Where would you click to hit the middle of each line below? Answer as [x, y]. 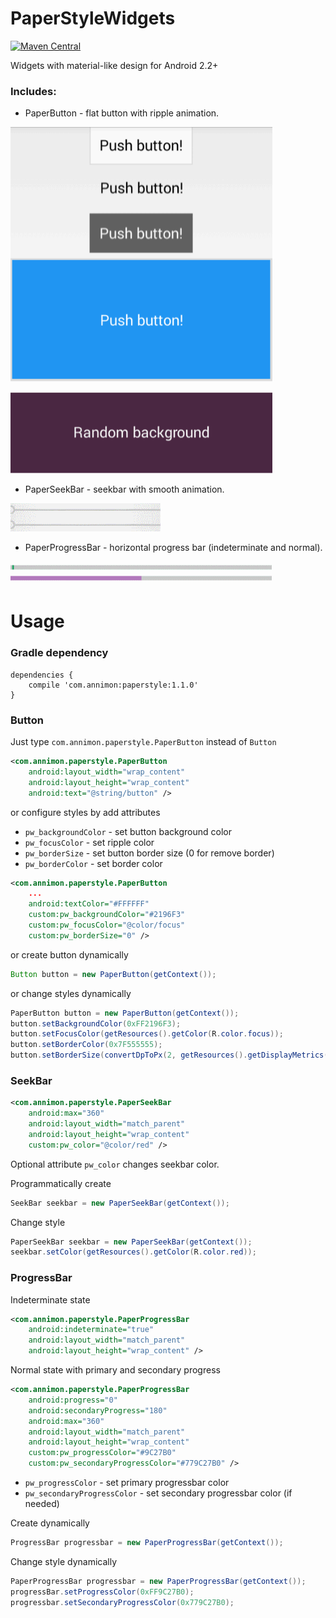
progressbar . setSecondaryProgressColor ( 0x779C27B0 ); [122, 1602]
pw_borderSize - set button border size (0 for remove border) [149, 853]
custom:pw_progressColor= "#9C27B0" [102, 1453]
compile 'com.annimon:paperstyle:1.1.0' [113, 685]
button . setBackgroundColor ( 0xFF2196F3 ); [96, 1023]
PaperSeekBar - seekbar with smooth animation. [124, 489]
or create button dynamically [69, 954]
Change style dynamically [64, 1561]
